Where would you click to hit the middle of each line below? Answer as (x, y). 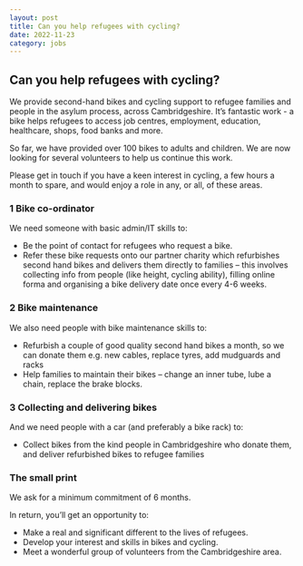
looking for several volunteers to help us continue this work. (121, 158)
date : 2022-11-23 (42, 34)
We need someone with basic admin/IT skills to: (98, 229)
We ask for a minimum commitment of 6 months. (100, 498)
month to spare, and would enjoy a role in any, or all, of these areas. (136, 185)
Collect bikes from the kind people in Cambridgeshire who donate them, (157, 444)
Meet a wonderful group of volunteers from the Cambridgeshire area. (152, 552)
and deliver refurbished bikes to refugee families (113, 454)
